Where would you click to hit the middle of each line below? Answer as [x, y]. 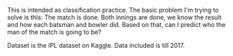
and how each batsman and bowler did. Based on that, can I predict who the [116, 25]
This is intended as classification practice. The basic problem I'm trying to [113, 10]
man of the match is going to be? [55, 32]
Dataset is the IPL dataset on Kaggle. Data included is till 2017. [96, 45]
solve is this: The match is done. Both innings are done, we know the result [114, 17]
